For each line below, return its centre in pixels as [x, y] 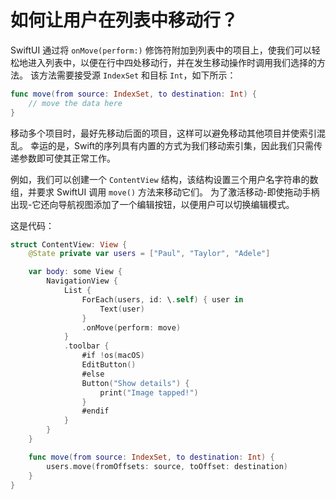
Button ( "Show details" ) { [135, 383]
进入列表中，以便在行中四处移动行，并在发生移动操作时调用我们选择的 [172, 62]
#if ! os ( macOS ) [113, 356]
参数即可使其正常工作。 [67, 158]
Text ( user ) [122, 309]
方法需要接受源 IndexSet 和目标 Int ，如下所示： [137, 75]
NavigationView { [82, 281]
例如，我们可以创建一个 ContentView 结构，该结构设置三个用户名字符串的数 [164, 179]
